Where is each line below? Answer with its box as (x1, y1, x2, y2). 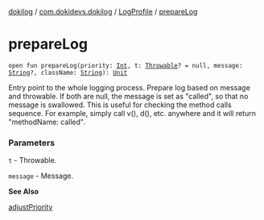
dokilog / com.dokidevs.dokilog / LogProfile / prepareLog (8, 7, 198, 16)
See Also (8, 187, 39, 197)
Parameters (8, 137, 55, 148)
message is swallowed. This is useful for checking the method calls (8, 100, 232, 110)
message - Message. (8, 171, 74, 181)
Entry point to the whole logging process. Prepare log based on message (8, 82, 251, 92)
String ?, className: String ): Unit (8, 68, 128, 77)
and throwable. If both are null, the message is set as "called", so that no (8, 91, 249, 101)
